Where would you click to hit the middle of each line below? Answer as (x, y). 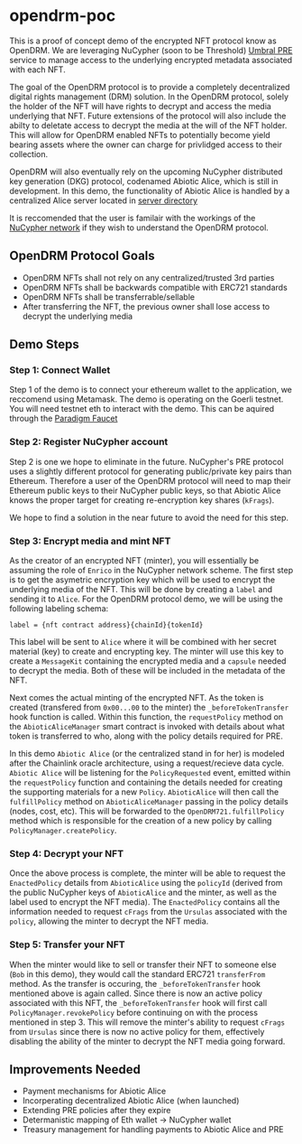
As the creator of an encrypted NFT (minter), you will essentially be (134, 561)
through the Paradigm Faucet (64, 419)
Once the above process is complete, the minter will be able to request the (148, 873)
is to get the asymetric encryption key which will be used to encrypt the (142, 580)
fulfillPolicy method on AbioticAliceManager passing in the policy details (149, 802)
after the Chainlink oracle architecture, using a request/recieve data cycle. (147, 763)
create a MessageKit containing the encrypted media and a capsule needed (148, 661)
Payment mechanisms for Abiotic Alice (94, 1091)
